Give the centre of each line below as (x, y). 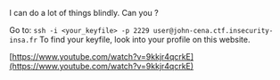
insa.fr (24, 40)
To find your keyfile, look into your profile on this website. (145, 40)
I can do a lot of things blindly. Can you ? (84, 13)
